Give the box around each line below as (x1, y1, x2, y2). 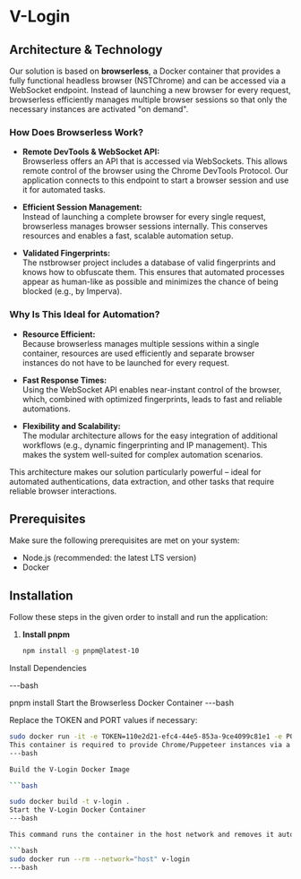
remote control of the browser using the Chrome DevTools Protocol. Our (21, 166, 288, 177)
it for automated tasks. (21, 185, 106, 195)
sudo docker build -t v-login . (9, 797, 130, 806)
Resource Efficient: (21, 329, 96, 340)
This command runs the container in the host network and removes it (9, 831, 275, 840)
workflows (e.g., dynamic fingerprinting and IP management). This (21, 439, 268, 450)
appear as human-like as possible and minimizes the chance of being (21, 276, 279, 288)
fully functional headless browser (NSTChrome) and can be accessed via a (9, 75, 287, 86)
